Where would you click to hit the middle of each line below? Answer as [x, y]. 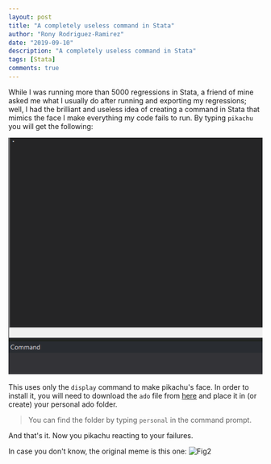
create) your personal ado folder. [63, 404]
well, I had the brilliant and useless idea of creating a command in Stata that [134, 109]
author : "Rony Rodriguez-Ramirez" [67, 34]
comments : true [34, 69]
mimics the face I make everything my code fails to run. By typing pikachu [131, 118]
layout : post [30, 17]
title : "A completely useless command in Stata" [92, 25]
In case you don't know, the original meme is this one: [98, 451]
